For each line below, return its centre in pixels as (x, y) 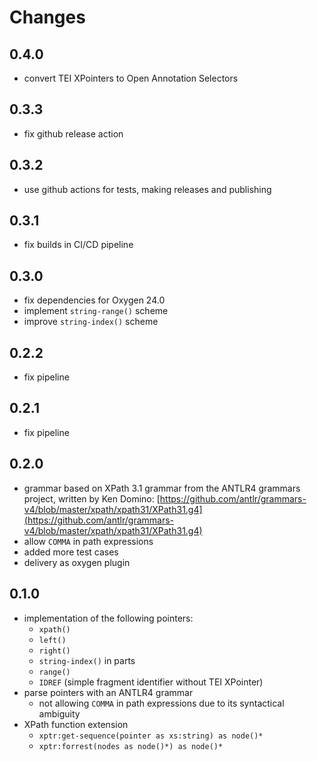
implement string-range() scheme (96, 311)
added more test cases (71, 552)
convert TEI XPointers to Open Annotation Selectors (131, 78)
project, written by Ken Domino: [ (92, 498)
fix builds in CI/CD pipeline (78, 245)
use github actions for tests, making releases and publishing (147, 189)
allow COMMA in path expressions (88, 541)
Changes (47, 17)
